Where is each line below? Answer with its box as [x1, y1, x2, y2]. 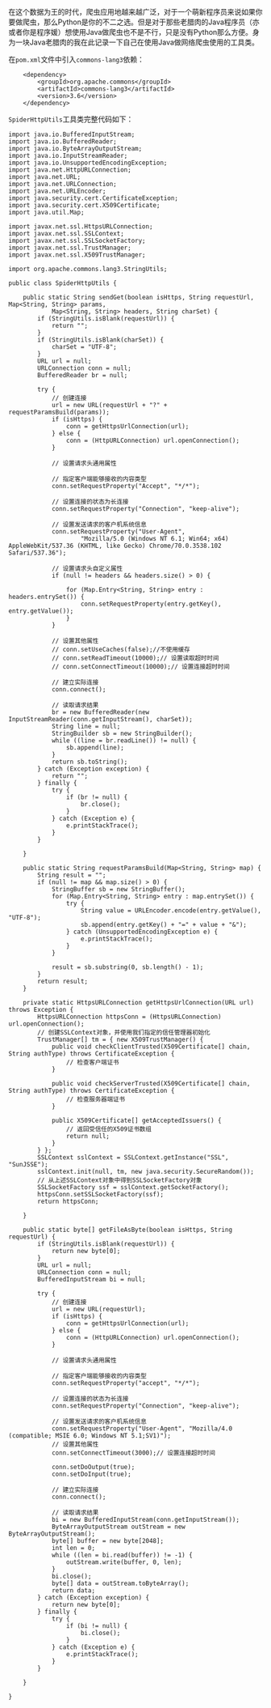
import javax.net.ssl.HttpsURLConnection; [8, 223, 153, 231]
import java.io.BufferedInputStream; [8, 130, 135, 138]
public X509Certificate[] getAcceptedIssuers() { [51, 1116, 222, 1124]
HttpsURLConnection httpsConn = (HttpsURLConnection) [37, 1013, 222, 1021]
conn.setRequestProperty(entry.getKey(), [80, 600, 222, 608]
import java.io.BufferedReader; [8, 138, 117, 146]
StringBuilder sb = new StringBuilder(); [51, 729, 194, 737]
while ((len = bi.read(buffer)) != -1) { [51, 1551, 194, 1559]
